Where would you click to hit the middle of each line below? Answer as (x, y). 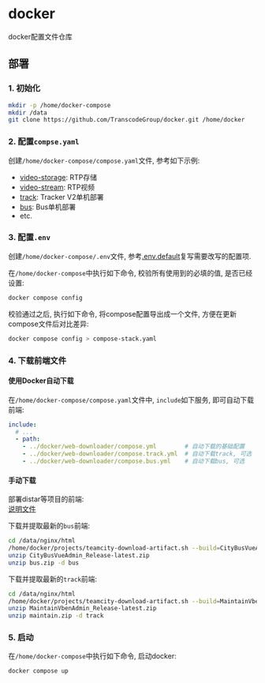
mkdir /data (28, 113)
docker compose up (38, 671)
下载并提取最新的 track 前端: (52, 579)
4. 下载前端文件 (37, 360)
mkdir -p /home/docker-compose (60, 105)
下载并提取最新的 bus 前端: (49, 526)
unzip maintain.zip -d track (56, 616)
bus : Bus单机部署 (48, 207)
